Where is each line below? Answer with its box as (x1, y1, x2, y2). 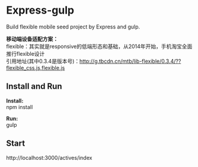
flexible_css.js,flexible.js (6, 64, 65, 71)
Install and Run (6, 81, 62, 92)
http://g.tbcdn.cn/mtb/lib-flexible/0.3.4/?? (79, 57, 181, 65)
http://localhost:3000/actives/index (6, 154, 92, 161)
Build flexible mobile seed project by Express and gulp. (6, 23, 140, 30)
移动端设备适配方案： (6, 35, 58, 42)
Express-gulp (6, 4, 75, 17)
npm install (6, 103, 33, 110)
